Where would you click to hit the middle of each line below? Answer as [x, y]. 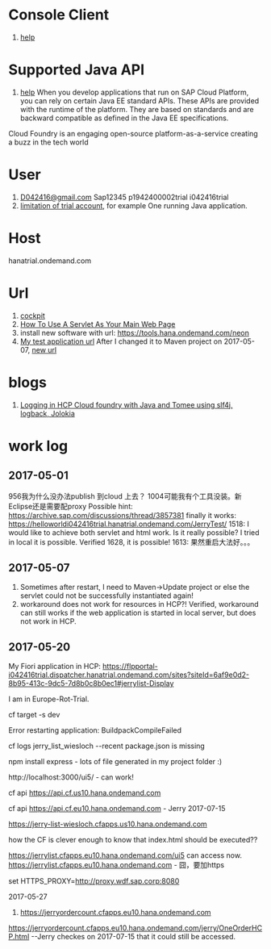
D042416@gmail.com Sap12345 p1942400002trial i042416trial [124, 197]
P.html [19, 937]
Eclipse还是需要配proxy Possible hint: [71, 506]
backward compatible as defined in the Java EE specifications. [124, 118]
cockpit [33, 316]
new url [44, 349]
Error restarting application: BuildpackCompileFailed [95, 730]
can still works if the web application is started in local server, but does [138, 613]
